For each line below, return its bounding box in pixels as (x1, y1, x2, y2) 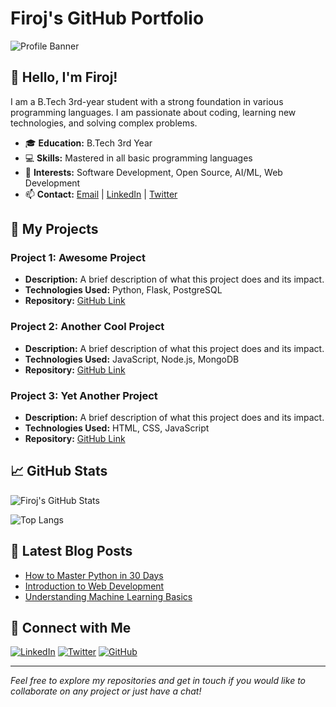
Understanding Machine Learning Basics (24, 590, 193, 602)
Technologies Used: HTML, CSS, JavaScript (24, 422, 210, 434)
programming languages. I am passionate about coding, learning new (10, 106, 297, 118)
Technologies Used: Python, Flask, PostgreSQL (24, 284, 223, 296)
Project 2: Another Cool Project (10, 320, 165, 334)
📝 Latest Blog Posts (10, 543, 133, 560)
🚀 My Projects (10, 221, 99, 238)
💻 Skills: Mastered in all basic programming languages (24, 152, 253, 164)
